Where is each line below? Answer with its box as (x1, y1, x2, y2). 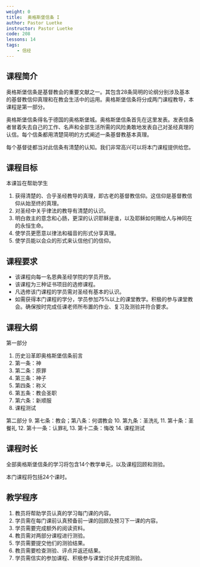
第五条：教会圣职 (14, 390, 57, 396)
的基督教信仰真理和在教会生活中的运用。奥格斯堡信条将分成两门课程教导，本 (6, 96, 194, 103)
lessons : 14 (6, 36, 36, 42)
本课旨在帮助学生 (6, 180, 48, 187)
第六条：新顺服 (14, 397, 52, 404)
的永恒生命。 (14, 222, 46, 229)
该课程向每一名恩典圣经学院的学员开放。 (14, 273, 114, 281)
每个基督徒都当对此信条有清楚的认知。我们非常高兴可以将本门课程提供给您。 (6, 143, 194, 151)
